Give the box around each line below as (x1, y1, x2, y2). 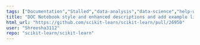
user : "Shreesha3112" (6, 25, 60, 31)
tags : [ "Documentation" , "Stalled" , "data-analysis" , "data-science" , (6, 8, 177, 15)
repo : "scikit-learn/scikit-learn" (6, 30, 95, 36)
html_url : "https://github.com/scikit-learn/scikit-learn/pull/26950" (6, 19, 185, 25)
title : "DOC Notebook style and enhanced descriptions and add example (6, 14, 187, 20)
